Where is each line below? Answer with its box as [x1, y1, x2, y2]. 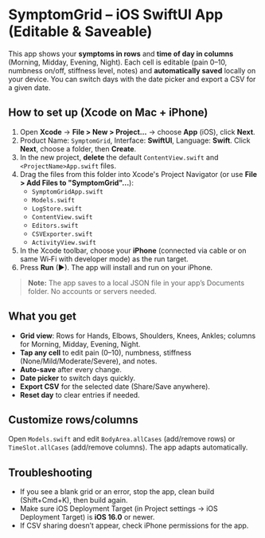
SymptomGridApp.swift [31, 187, 103, 196]
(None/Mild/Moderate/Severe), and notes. [19, 356, 158, 366]
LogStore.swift [31, 205, 82, 213]
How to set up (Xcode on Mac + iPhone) [8, 106, 208, 120]
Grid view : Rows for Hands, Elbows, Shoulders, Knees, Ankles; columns [19, 331, 256, 340]
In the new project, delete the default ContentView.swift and [19, 152, 219, 162]
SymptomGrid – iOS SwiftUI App [8, 6, 224, 24]
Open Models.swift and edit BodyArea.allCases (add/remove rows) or [8, 434, 236, 444]
